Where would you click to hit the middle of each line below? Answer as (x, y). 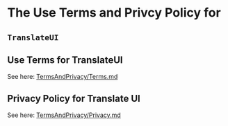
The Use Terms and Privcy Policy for (114, 13)
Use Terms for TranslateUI (65, 60)
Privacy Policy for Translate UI (74, 98)
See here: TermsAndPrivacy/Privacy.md (64, 115)
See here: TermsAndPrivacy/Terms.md (63, 77)
